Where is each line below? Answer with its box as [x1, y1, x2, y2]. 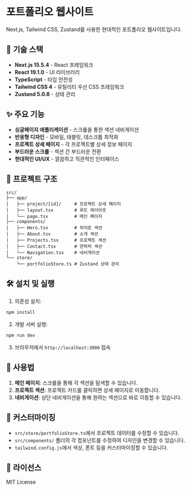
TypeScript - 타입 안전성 [14, 76, 73, 83]
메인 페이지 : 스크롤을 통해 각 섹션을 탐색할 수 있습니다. [14, 379, 138, 386]
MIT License [6, 478, 36, 486]
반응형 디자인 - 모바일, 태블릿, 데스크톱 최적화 [14, 133, 119, 141]
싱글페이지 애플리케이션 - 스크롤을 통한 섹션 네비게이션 [14, 126, 139, 133]
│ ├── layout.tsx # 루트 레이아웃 [6, 207, 107, 214]
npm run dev [6, 333, 35, 338]
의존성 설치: [14, 298, 42, 305]
